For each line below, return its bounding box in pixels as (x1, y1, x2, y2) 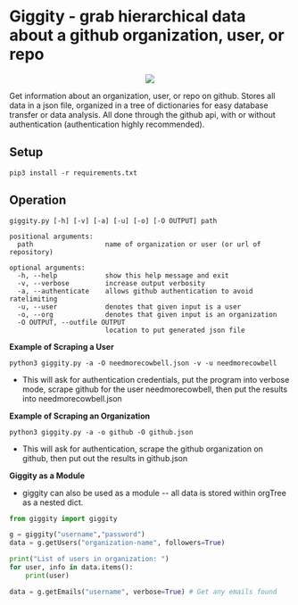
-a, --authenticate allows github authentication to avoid (17, 286, 253, 295)
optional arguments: (9, 263, 87, 272)
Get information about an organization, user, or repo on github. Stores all (9, 90, 276, 101)
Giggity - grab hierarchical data (9, 6, 246, 27)
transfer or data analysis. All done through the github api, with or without (9, 109, 277, 120)
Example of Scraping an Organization (9, 410, 150, 421)
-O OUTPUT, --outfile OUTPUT (17, 318, 126, 327)
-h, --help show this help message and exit (17, 270, 229, 280)
